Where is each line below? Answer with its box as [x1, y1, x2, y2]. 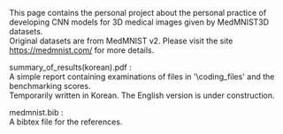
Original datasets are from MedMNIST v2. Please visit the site [9, 35, 233, 46]
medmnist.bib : [9, 108, 64, 117]
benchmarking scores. [9, 81, 91, 91]
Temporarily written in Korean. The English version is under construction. [9, 90, 276, 100]
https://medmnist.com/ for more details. [9, 45, 155, 56]
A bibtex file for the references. [9, 116, 123, 127]
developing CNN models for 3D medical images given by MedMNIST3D [9, 17, 270, 27]
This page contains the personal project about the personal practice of [9, 8, 267, 18]
